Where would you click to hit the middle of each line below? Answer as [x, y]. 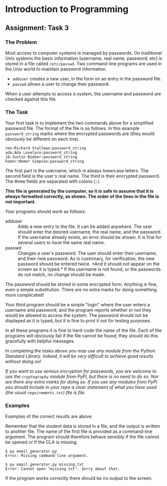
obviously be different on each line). [42, 139]
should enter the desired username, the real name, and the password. [90, 232]
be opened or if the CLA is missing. [41, 442]
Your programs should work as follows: [46, 211]
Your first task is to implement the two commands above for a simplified [79, 123]
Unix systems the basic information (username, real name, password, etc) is [84, 58]
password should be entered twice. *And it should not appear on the [89, 264]
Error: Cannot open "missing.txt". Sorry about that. [63, 469]
